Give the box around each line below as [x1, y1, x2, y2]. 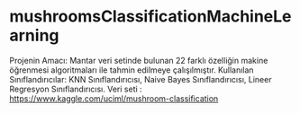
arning [9, 25, 60, 46]
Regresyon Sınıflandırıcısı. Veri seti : [9, 83, 142, 94]
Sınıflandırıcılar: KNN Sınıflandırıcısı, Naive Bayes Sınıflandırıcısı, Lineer [9, 74, 272, 84]
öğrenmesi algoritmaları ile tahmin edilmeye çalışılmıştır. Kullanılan [9, 65, 254, 75]
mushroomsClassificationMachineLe [9, 6, 292, 27]
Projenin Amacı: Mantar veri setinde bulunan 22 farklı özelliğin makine [9, 55, 268, 65]
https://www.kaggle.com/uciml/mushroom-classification [9, 92, 219, 104]
